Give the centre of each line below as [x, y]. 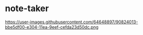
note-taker [27, 9]
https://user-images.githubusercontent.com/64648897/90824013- [71, 22]
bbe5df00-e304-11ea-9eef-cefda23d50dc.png [52, 27]
